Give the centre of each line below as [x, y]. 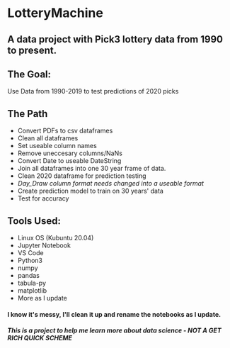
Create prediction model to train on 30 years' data [91, 191]
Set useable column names [57, 146]
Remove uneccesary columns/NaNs [70, 153]
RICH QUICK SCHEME [40, 338]
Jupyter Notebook [44, 245]
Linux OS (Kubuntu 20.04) [56, 238]
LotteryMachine [56, 13]
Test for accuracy [43, 198]
